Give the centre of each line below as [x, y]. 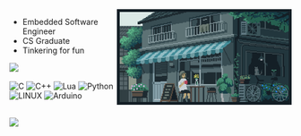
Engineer [39, 31]
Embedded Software [60, 22]
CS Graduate [46, 41]
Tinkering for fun [53, 50]
